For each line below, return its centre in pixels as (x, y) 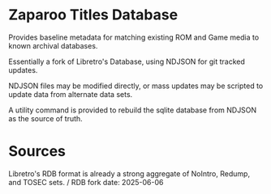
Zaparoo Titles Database (93, 15)
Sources (37, 152)
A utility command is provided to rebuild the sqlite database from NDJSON (133, 110)
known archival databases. (53, 45)
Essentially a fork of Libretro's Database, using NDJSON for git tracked (127, 61)
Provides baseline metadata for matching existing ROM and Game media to (134, 37)
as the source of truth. (45, 118)
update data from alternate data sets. (71, 94)
